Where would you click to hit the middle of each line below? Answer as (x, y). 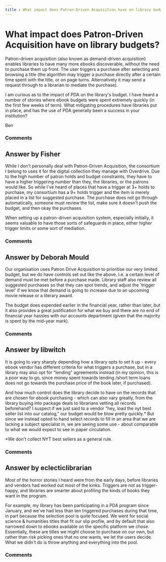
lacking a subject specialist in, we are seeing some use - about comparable (82, 424)
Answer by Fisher (33, 154)
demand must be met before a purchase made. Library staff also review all (81, 280)
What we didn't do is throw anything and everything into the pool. (72, 542)
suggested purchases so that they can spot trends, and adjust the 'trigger (80, 285)
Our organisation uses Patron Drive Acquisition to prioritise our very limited (81, 269)
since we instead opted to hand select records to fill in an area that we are (80, 419)
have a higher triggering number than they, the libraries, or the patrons (77, 182)
